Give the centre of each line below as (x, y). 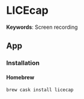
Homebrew (20, 77)
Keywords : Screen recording (42, 27)
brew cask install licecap (40, 90)
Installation (23, 63)
